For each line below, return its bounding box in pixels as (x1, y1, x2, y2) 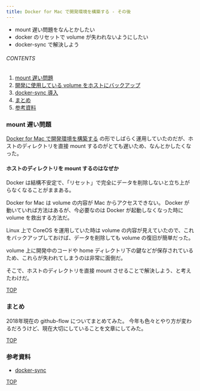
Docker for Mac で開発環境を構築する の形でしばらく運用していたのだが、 (6, 135, 189, 142)
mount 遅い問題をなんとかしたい (14, 26, 96, 33)
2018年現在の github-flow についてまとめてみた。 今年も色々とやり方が (6, 317, 181, 324)
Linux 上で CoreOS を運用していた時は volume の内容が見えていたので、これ (6, 227, 195, 234)
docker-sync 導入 (14, 89, 59, 96)
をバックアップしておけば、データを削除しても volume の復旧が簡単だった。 (6, 234, 194, 242)
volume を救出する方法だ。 (6, 214, 73, 221)
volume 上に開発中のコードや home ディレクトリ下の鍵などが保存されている (6, 247, 194, 254)
